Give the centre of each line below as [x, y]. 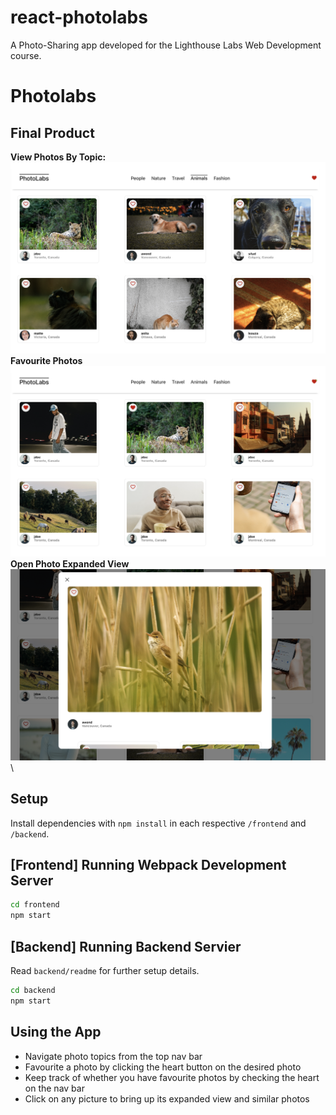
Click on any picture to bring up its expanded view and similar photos [167, 1098]
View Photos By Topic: [58, 157]
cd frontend [35, 905]
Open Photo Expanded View [70, 564]
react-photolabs [79, 17]
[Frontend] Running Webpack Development [148, 865]
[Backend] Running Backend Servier [126, 946]
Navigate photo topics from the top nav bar [113, 1056]
